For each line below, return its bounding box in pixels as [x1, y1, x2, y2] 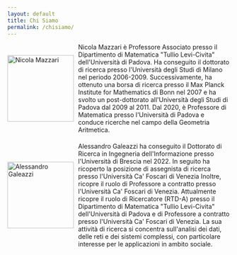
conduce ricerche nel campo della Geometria [78, 118, 210, 127]
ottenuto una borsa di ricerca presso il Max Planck [78, 81, 225, 89]
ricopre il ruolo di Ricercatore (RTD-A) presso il [78, 195, 215, 203]
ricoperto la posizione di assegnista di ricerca [78, 164, 211, 174]
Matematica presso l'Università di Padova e [78, 110, 205, 119]
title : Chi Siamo [7, 17, 59, 24]
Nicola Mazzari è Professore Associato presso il [78, 43, 218, 52]
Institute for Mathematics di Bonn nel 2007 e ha [78, 88, 216, 96]
